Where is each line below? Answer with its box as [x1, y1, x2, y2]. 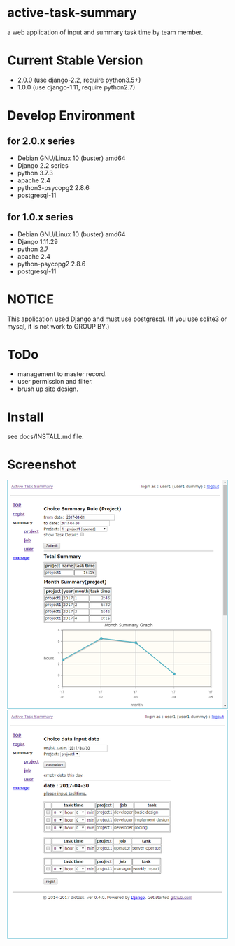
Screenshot [7, 457, 76, 473]
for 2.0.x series [7, 135, 76, 148]
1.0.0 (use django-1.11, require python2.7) [17, 83, 136, 92]
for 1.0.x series [7, 211, 73, 223]
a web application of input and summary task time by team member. [7, 28, 204, 36]
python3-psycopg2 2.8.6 [17, 183, 90, 192]
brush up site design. [17, 385, 79, 393]
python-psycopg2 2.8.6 [17, 259, 86, 268]
